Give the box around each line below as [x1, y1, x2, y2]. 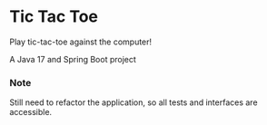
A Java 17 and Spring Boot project [9, 53, 136, 64]
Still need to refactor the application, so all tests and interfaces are [9, 97, 258, 108]
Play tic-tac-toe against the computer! [9, 36, 153, 47]
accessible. [9, 107, 53, 118]
